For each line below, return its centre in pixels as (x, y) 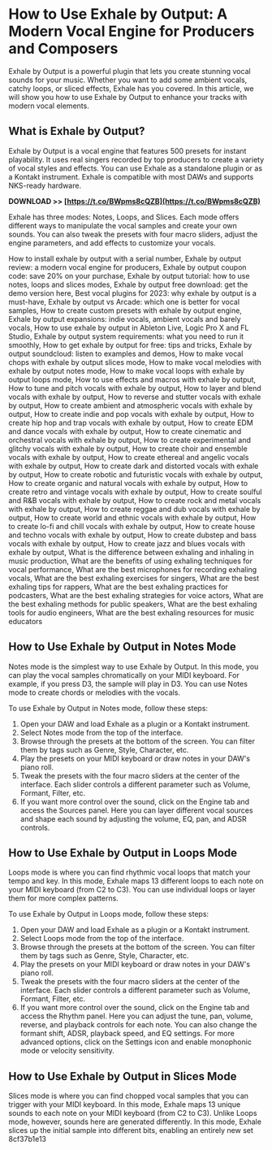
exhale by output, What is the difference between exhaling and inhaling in (131, 552)
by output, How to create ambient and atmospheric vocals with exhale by (131, 405)
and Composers (63, 49)
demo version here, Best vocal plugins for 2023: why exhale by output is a (133, 293)
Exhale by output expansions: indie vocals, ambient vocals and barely (125, 319)
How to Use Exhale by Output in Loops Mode (123, 853)
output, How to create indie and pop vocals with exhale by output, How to (131, 414)
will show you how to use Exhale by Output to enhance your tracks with (128, 97)
